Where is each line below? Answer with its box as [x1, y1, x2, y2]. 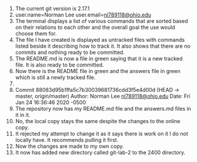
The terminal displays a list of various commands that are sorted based [15, 18, 188, 24]
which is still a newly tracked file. [15, 74, 96, 81]
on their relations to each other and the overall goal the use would [15, 24, 176, 31]
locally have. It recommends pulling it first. [15, 137, 119, 143]
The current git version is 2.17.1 [15, 5, 90, 12]
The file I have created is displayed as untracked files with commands [15, 37, 185, 43]
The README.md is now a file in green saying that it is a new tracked [15, 55, 183, 62]
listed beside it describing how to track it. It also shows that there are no [15, 42, 191, 49]
